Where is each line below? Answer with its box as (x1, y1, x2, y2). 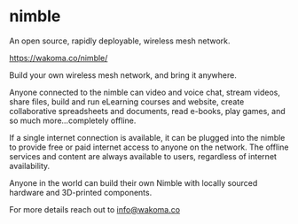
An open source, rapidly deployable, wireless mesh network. (9, 35, 231, 46)
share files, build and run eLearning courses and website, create (9, 96, 245, 107)
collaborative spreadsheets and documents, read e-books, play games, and (9, 105, 286, 116)
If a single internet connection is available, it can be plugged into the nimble (9, 132, 286, 143)
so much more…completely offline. (9, 115, 137, 126)
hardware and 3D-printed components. (9, 187, 153, 197)
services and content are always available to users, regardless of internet (9, 151, 278, 161)
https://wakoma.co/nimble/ (9, 52, 108, 63)
